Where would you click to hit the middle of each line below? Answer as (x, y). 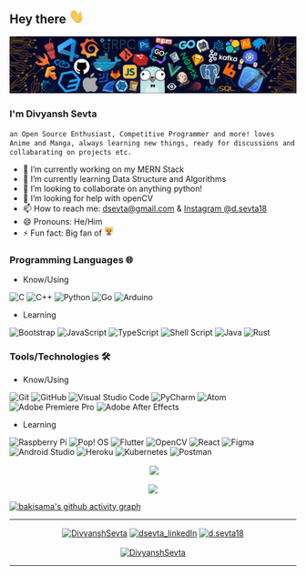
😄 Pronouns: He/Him (62, 221)
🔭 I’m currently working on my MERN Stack (103, 169)
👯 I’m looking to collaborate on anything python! (112, 188)
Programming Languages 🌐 (71, 259)
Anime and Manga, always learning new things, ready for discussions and (153, 143)
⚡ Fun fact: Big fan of (62, 233)
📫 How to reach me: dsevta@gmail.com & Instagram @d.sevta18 (145, 208)
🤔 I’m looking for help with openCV (87, 198)
